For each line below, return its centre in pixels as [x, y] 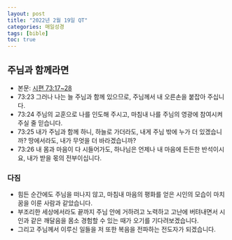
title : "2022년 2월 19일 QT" [48, 20]
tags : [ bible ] [28, 33]
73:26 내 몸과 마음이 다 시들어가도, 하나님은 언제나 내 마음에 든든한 [109, 149]
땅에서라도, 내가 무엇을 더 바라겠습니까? [82, 140]
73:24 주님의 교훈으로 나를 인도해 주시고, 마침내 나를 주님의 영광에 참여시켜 [120, 114]
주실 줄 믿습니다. [40, 122]
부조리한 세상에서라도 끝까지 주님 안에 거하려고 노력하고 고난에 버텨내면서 [118, 212]
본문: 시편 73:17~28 [45, 87]
